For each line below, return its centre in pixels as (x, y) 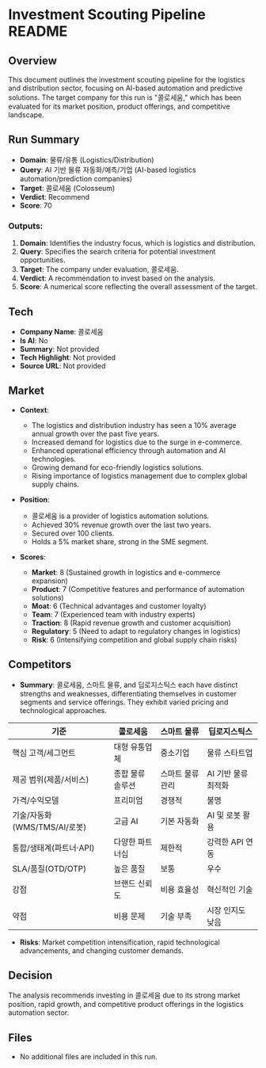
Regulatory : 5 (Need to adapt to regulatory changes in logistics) (136, 631)
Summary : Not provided (59, 349)
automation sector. (39, 1013)
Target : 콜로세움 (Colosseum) (67, 188)
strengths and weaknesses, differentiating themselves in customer (128, 693)
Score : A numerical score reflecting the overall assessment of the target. (138, 287)
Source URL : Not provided (63, 365)
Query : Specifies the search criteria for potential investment (118, 252)
